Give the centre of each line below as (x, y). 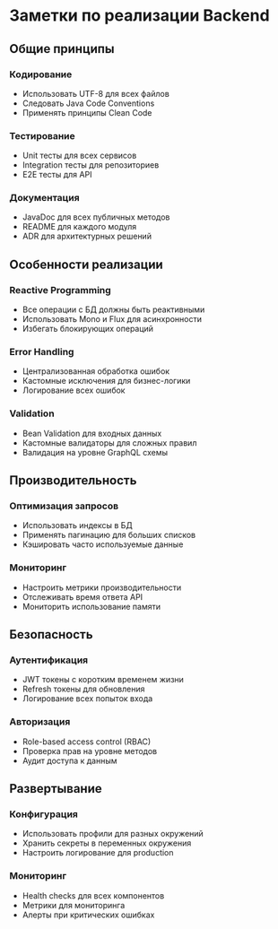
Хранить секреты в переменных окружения (107, 843)
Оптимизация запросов (64, 506)
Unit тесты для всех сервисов (79, 156)
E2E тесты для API (57, 175)
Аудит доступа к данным (70, 760)
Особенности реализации (86, 264)
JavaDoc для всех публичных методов (96, 217)
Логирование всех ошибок (74, 390)
